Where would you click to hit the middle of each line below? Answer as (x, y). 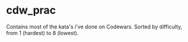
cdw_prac (31, 10)
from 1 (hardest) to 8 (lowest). (42, 33)
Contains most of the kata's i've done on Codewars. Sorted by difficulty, (94, 27)
